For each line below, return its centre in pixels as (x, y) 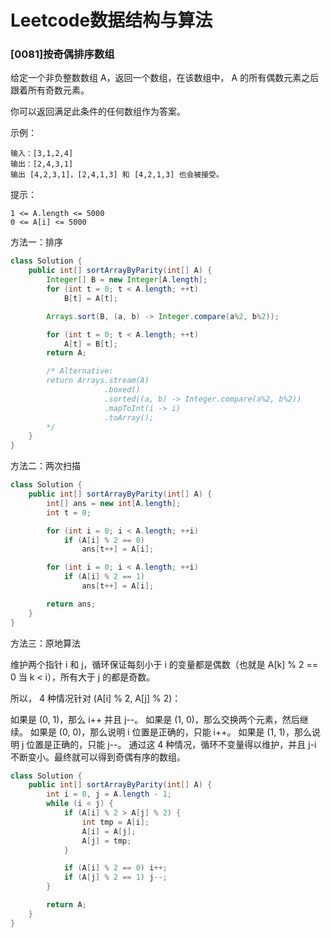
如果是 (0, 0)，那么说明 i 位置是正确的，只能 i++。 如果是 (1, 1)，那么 (170, 732)
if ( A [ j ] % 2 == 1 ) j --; (115, 877)
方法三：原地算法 (45, 643)
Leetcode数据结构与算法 (111, 20)
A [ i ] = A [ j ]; (109, 831)
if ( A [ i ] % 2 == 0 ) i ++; (115, 868)
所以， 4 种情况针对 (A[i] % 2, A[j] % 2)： (96, 698)
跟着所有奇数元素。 (50, 90)
